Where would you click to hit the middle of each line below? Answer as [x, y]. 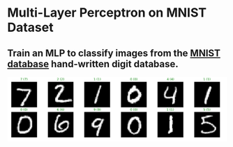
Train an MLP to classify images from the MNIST [114, 53]
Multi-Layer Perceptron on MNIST [107, 13]
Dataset [30, 27]
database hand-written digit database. [93, 64]
